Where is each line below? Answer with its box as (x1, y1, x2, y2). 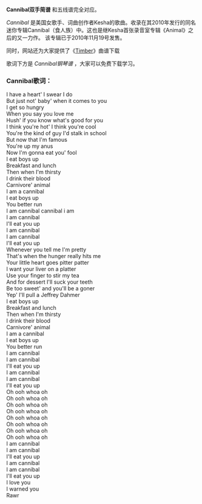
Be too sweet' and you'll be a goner (6, 285, 95, 292)
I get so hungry (6, 103, 44, 111)
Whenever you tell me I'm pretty (6, 246, 87, 253)
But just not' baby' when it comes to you (6, 97, 107, 105)
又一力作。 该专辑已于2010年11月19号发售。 (16, 34, 126, 41)
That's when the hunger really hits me (6, 253, 101, 260)
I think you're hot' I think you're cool (6, 123, 96, 130)
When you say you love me (6, 110, 74, 117)
